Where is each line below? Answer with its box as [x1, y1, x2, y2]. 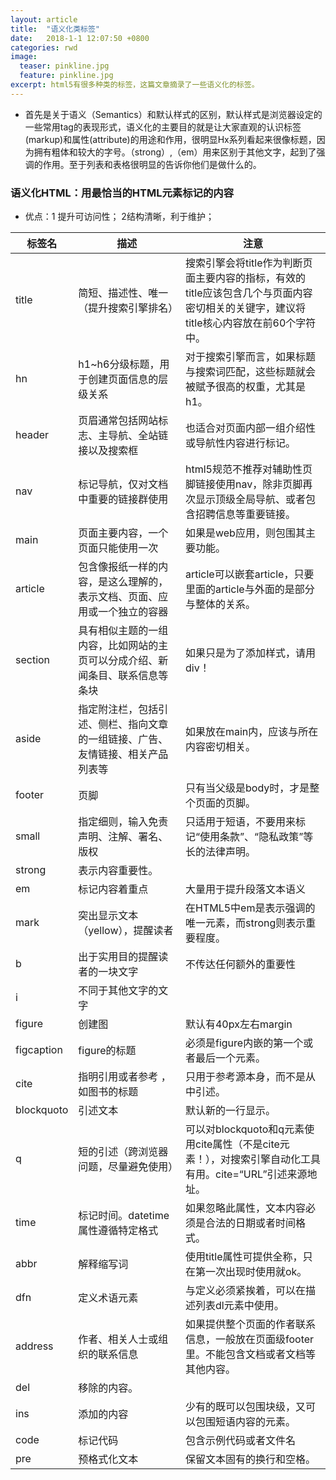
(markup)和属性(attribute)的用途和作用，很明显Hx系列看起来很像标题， [24, 133, 317, 145]
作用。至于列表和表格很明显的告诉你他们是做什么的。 [42, 158, 262, 170]
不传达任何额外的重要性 [184, 957, 296, 971]
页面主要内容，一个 [78, 526, 169, 540]
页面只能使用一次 [78, 541, 159, 555]
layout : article [10, 14, 78, 25]
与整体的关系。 [184, 597, 256, 611]
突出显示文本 [78, 909, 139, 923]
